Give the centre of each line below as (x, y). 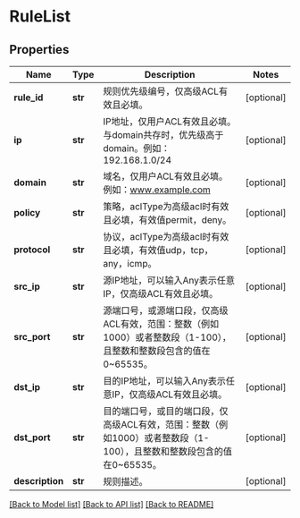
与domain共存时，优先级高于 (163, 135)
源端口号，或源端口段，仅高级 (165, 310)
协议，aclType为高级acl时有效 (166, 237)
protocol (32, 250)
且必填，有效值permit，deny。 (167, 220)
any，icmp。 (129, 263)
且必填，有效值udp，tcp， (158, 250)
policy (27, 212)
